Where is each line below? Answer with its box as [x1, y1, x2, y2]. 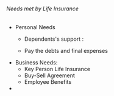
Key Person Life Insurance [24, 66, 90, 73]
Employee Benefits [24, 78, 72, 86]
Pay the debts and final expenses [24, 47, 109, 55]
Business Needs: [15, 59, 58, 66]
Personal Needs [15, 24, 56, 31]
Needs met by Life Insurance [6, 5, 79, 12]
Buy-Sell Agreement [24, 72, 75, 79]
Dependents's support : [24, 35, 84, 43]
